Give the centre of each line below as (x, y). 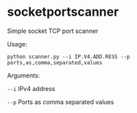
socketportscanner (63, 12)
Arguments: (24, 75)
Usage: (17, 44)
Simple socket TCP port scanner (53, 31)
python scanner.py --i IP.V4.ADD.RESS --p (68, 56)
